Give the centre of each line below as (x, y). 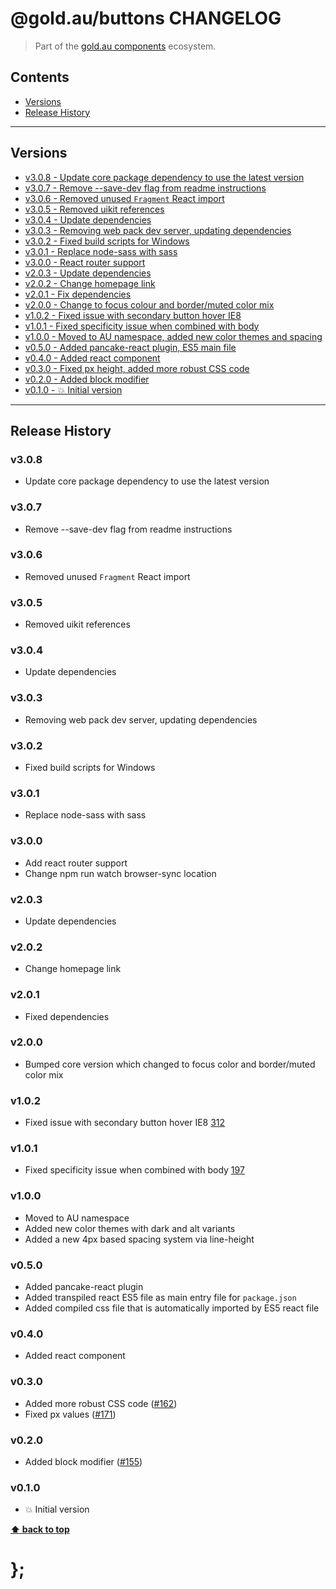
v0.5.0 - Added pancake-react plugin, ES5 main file (130, 347)
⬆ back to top (40, 1529)
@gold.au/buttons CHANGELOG (146, 18)
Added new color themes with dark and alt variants (130, 1228)
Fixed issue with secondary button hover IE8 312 (125, 1123)
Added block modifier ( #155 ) (83, 1461)
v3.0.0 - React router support (85, 262)
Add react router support (76, 863)
